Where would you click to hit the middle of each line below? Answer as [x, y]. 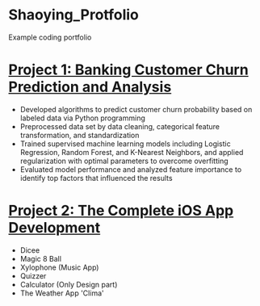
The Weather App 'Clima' [62, 293]
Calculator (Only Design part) [69, 284]
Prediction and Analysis [90, 87]
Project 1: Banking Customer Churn [128, 70]
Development [55, 228]
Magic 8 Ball [41, 258]
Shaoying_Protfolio [73, 15]
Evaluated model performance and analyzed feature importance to [131, 169]
